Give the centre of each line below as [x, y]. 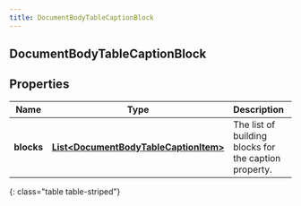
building [249, 135]
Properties [39, 85]
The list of [254, 124]
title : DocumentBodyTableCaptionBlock [82, 17]
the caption [257, 158]
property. [253, 169]
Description [258, 109]
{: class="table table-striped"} [65, 191]
